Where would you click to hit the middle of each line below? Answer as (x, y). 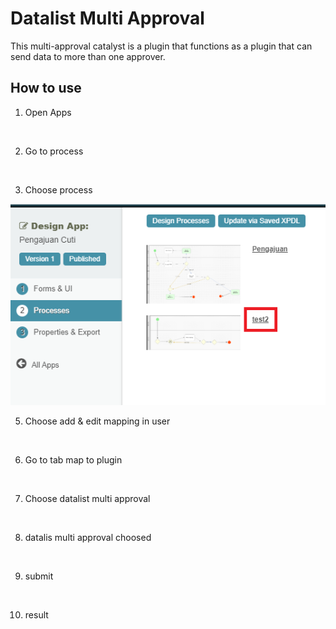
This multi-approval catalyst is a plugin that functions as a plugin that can (161, 46)
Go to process (54, 151)
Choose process (58, 189)
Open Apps (48, 112)
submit (39, 576)
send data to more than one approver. (88, 56)
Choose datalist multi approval (87, 498)
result (36, 614)
